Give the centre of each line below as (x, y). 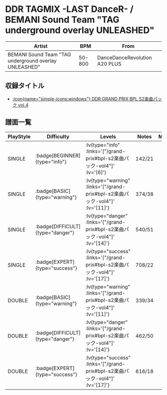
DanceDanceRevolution (125, 57)
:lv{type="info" (103, 145)
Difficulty (58, 136)
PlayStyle (19, 136)
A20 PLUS (109, 64)
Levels (108, 136)
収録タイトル (25, 86)
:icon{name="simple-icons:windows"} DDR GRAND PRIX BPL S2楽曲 (83, 99)
